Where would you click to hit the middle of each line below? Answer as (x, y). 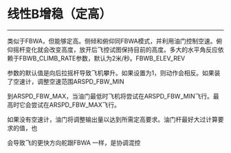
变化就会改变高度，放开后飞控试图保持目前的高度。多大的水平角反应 (121, 50)
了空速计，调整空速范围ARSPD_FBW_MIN (66, 81)
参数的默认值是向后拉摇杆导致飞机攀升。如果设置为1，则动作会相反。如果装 (114, 72)
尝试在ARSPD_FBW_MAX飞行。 (75, 105)
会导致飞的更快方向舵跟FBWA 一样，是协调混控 (74, 143)
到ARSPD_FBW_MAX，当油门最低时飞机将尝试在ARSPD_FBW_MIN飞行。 (110, 96)
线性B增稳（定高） (59, 14)
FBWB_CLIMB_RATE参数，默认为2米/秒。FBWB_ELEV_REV (102, 58)
